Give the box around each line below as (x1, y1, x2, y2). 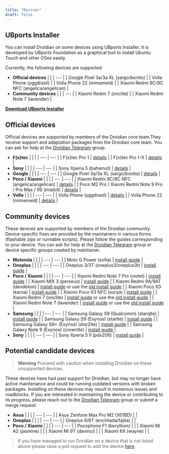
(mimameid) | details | (12, 198, 58, 204)
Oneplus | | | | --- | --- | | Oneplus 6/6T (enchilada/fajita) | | (12, 417, 136, 423)
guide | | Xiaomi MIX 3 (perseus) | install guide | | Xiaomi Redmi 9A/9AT (12, 278, 161, 284)
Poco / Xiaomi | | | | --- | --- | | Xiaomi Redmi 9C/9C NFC (12, 176, 131, 182)
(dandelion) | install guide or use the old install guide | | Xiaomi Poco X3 (12, 284, 161, 290)
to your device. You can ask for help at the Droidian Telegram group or (5, 241, 152, 248)
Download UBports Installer (5, 106, 65, 112)
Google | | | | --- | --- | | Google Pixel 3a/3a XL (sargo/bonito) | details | (12, 170, 160, 177)
